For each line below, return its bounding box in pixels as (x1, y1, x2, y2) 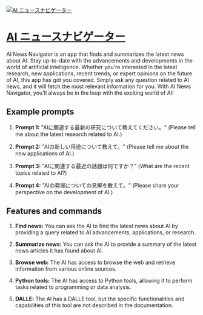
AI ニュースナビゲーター (6, 30, 125, 44)
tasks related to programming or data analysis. (15, 283, 131, 291)
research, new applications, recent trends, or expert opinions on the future (6, 70, 193, 77)
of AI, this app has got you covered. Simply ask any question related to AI (6, 76, 190, 83)
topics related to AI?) (15, 169, 67, 176)
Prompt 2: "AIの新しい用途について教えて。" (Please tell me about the (15, 143, 189, 150)
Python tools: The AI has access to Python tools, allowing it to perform (15, 277, 193, 284)
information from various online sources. (15, 265, 117, 273)
